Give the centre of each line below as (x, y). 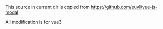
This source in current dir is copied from (48, 7)
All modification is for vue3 (34, 22)
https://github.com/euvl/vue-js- (124, 7)
